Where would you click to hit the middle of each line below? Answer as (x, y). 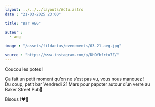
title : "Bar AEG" (23, 23)
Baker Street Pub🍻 (24, 89)
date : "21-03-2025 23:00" (33, 14)
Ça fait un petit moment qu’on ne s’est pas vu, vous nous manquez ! (75, 79)
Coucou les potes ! (24, 69)
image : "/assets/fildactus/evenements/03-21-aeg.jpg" (63, 46)
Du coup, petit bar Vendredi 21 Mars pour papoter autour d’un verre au (78, 84)
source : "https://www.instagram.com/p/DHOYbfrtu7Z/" (62, 55)
